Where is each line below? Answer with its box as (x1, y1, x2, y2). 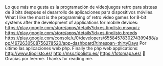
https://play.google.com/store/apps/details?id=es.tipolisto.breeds (5, 30, 137, 35)
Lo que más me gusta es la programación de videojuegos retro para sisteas (5, 4, 158, 10)
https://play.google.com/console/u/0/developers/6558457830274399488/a (5, 35, 158, 41)
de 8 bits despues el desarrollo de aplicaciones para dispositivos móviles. (5, 9, 154, 15)
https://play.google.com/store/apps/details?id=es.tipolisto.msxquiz (5, 25, 140, 31)
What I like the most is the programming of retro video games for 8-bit (5, 15, 147, 20)
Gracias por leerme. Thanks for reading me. (5, 56, 93, 61)
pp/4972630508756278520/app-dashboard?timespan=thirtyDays (5, 40, 139, 46)
